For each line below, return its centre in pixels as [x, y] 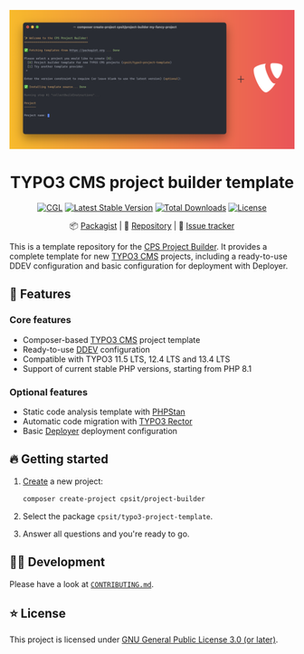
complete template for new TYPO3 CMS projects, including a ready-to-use [148, 256]
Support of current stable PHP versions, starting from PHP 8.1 [137, 368]
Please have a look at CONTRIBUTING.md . [82, 583]
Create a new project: [63, 481]
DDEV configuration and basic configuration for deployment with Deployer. [149, 266]
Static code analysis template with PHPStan [104, 412]
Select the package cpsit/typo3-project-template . [118, 516]
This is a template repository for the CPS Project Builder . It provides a [138, 247]
